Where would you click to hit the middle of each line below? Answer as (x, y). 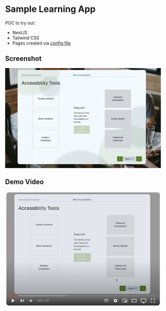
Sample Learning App (50, 9)
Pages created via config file (41, 43)
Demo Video (24, 182)
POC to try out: (20, 23)
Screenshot (23, 59)
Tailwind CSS (26, 38)
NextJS (20, 32)
